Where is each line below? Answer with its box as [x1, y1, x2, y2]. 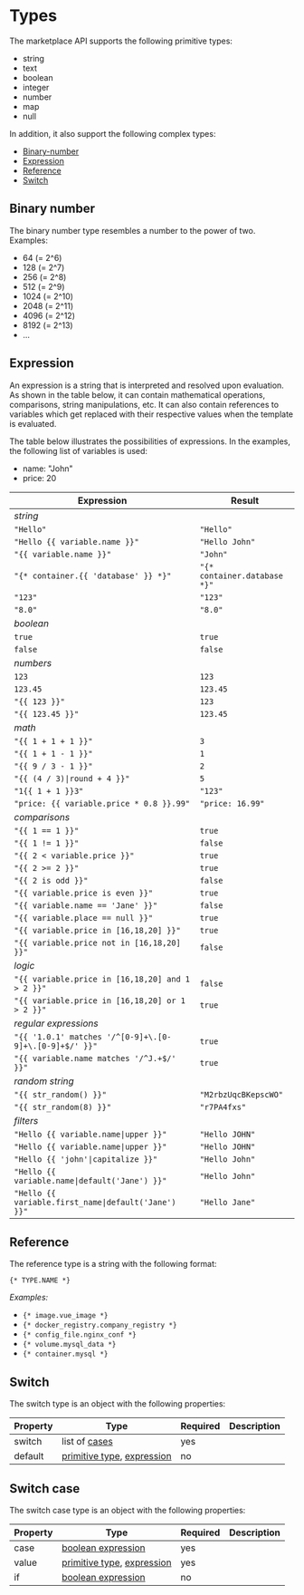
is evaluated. [9, 418, 57, 429]
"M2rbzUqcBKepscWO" [199, 1089, 283, 1099]
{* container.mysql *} [22, 1349, 109, 1359]
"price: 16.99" [199, 798, 265, 808]
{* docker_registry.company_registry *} [22, 1320, 177, 1330]
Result [230, 494, 260, 507]
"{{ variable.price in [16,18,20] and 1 [14, 973, 190, 984]
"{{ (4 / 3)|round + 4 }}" [14, 773, 130, 784]
